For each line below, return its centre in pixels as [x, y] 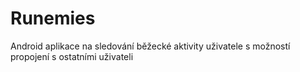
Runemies [53, 18]
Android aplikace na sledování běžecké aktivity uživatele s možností [150, 46]
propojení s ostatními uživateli [72, 56]
